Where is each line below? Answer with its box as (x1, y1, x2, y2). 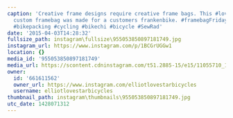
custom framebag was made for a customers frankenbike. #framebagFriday (13, 17, 228, 24)
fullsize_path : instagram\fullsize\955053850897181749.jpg (7, 36, 182, 43)
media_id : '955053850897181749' (7, 56, 101, 62)
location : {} (7, 49, 45, 56)
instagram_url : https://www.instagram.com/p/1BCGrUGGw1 (7, 42, 172, 49)
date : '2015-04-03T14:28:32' (7, 29, 92, 37)
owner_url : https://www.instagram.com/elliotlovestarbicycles (13, 81, 197, 88)
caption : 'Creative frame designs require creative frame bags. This (7, 10, 213, 17)
